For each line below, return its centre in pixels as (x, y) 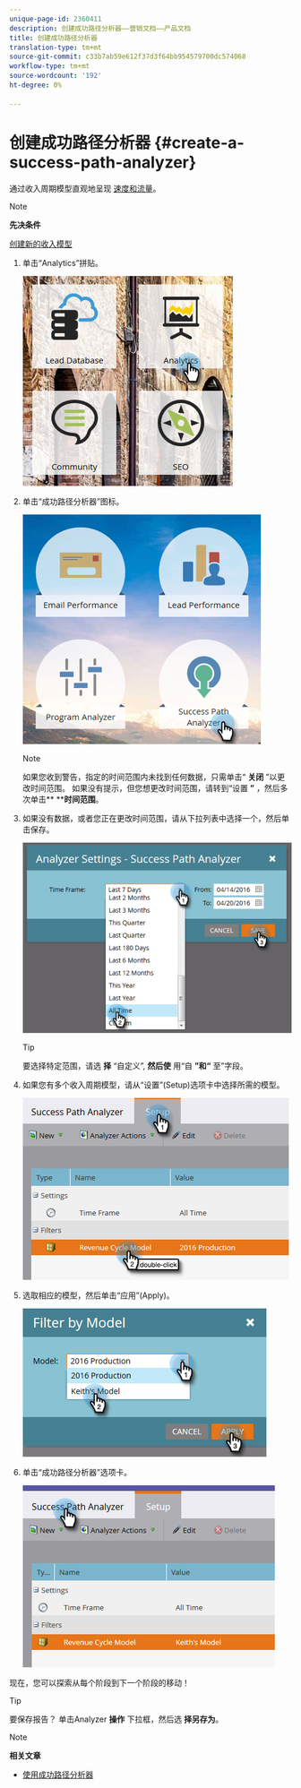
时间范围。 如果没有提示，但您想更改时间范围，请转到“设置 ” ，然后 (155, 787)
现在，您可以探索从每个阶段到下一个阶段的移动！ (99, 1682)
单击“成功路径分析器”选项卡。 (77, 1472)
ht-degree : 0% (36, 85)
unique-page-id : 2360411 (56, 19)
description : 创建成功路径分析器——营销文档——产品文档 (100, 28)
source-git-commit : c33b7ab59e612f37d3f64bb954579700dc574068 (128, 57)
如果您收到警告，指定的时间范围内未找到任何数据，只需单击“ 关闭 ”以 (150, 777)
